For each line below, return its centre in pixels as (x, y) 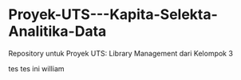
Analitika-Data (57, 31)
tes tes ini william (36, 68)
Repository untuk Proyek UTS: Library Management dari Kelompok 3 (121, 53)
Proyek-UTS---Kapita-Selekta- (113, 15)
